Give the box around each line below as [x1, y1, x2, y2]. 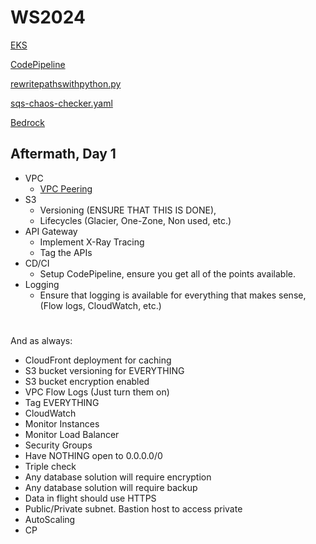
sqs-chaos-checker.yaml [10, 97, 113, 109]
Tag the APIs [39, 246, 93, 258]
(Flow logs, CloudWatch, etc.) [39, 299, 162, 311]
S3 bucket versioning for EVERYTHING [24, 364, 185, 376]
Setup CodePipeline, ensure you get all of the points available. [39, 267, 296, 280]
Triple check [24, 460, 77, 472]
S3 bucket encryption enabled [24, 375, 150, 387]
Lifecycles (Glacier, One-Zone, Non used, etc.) [39, 214, 232, 226]
